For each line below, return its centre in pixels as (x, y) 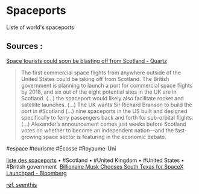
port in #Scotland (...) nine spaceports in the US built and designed (104, 111)
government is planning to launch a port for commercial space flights (107, 85)
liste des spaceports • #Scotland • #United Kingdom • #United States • (95, 160)
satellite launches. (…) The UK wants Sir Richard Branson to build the (106, 105)
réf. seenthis (22, 184)
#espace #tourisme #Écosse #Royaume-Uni (61, 148)
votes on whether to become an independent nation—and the (97, 130)
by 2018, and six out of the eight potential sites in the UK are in (99, 92)
